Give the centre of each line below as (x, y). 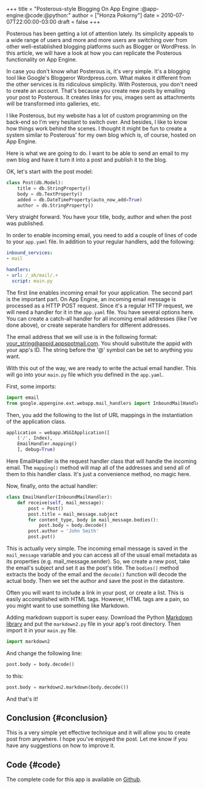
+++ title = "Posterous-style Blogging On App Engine (73, 9)
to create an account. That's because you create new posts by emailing (96, 91)
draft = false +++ (79, 22)
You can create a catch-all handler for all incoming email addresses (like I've (102, 318)
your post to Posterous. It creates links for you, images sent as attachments (101, 97)
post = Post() (46, 509)
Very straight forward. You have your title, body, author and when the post (99, 217)
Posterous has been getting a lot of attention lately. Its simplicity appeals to (100, 34)
